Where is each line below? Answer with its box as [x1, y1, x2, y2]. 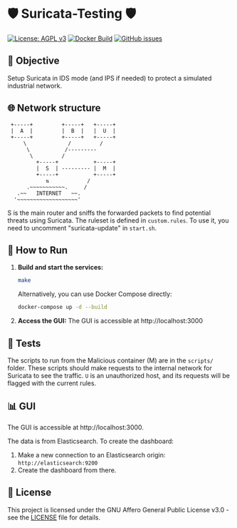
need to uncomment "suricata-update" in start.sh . [7, 223, 157, 232]
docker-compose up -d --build [17, 304, 108, 311]
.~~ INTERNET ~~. [16, 190, 81, 197]
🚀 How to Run [7, 244, 68, 256]
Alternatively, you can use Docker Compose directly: [17, 290, 172, 298]
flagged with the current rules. [7, 379, 97, 387]
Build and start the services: [17, 263, 103, 272]
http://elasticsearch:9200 [17, 460, 98, 467]
